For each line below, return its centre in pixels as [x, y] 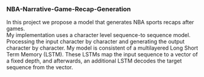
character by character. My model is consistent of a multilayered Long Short [102, 48]
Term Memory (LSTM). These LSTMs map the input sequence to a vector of [102, 55]
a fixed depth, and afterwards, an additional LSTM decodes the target [94, 61]
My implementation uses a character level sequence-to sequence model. [99, 35]
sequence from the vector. [40, 67]
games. [16, 28]
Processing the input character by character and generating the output [96, 42]
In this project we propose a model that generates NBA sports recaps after [100, 22]
